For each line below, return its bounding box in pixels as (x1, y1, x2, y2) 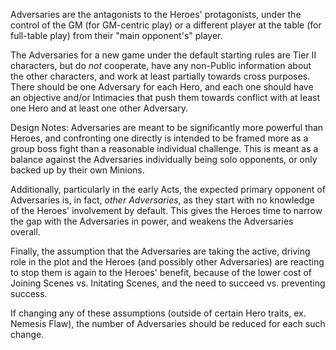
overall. (10, 226, 41, 238)
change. (10, 329, 45, 340)
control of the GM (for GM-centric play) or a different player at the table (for (10, 19, 322, 31)
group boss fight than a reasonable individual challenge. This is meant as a (10, 143, 319, 154)
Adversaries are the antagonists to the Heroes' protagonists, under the (10, 9, 302, 20)
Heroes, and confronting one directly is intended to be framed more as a (10, 132, 309, 144)
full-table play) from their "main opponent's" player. (10, 30, 223, 41)
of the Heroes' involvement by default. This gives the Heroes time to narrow (10, 205, 323, 216)
